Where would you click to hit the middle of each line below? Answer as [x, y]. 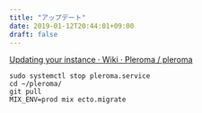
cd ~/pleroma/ [36, 84]
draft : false [34, 34]
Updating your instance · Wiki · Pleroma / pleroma [101, 60]
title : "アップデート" [48, 17]
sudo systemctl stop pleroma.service [80, 76]
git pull [26, 92]
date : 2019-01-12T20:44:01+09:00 [72, 26]
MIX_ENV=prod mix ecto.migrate [68, 100]
